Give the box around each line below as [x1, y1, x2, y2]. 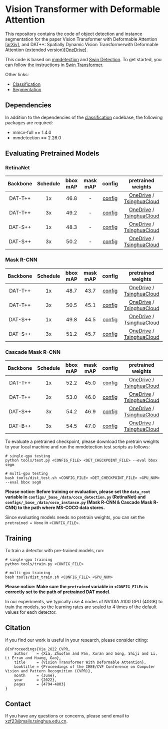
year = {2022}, [14, 677, 57, 682]
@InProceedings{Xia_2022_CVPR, [5, 646, 70, 652]
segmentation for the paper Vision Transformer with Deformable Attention [5, 36, 157, 42]
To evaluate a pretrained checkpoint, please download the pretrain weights [5, 438, 159, 444]
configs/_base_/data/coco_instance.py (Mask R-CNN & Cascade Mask [5, 500, 152, 506]
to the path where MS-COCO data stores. [17, 505, 105, 511]
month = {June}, [14, 673, 57, 678]
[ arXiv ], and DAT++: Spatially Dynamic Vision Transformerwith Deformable [5, 41, 158, 47]
